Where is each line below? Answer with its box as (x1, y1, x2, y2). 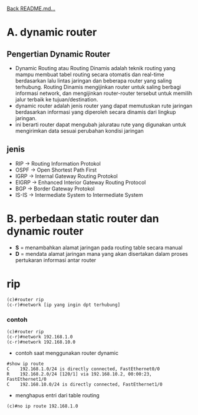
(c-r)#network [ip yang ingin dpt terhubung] (6, 302, 120, 308)
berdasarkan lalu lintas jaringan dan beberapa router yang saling (15, 77, 172, 84)
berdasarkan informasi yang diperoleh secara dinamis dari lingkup (15, 108, 176, 116)
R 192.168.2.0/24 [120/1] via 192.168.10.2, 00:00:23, (6, 371, 152, 377)
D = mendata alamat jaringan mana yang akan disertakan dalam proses (15, 250, 188, 257)
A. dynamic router (6, 26, 97, 39)
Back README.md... (6, 5, 55, 12)
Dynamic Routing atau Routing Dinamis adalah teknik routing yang (15, 65, 176, 71)
